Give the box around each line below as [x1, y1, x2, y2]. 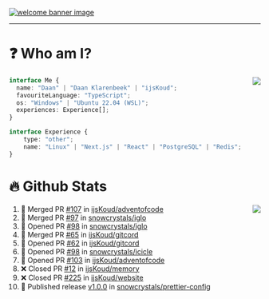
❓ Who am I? [9, 45, 93, 63]
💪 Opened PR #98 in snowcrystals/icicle [20, 246, 153, 256]
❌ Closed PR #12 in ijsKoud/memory [20, 264, 140, 273]
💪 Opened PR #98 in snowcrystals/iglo [20, 221, 148, 231]
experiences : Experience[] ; [16, 106, 110, 114]
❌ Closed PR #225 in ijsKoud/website [20, 273, 144, 282]
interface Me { [9, 76, 60, 84]
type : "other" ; [23, 136, 74, 144]
